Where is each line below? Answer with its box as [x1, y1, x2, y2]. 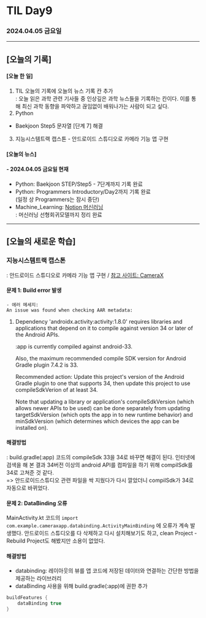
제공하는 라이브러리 [15, 574, 62, 582]
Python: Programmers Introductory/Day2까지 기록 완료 [15, 188, 151, 195]
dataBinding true [17, 600, 62, 607]
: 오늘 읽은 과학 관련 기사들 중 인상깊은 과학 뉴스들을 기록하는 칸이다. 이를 [15, 95, 190, 102]
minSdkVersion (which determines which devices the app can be [15, 418, 180, 425]
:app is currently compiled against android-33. [15, 343, 133, 350]
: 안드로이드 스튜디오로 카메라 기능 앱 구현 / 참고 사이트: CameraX [6, 271, 164, 279]
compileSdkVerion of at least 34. [15, 386, 98, 393]
